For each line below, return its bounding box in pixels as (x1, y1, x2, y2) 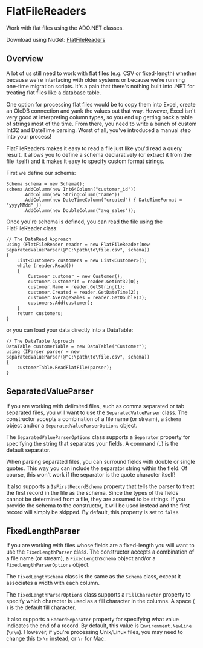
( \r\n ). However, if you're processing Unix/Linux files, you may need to (6, 629, 183, 636)
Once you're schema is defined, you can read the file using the (6, 218, 163, 225)
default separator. (6, 446, 51, 454)
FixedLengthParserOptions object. (6, 561, 90, 569)
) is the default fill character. (6, 604, 77, 611)
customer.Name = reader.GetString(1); (28, 283, 126, 290)
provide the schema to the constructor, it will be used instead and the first (6, 501, 190, 509)
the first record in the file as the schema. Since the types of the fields (6, 489, 179, 496)
